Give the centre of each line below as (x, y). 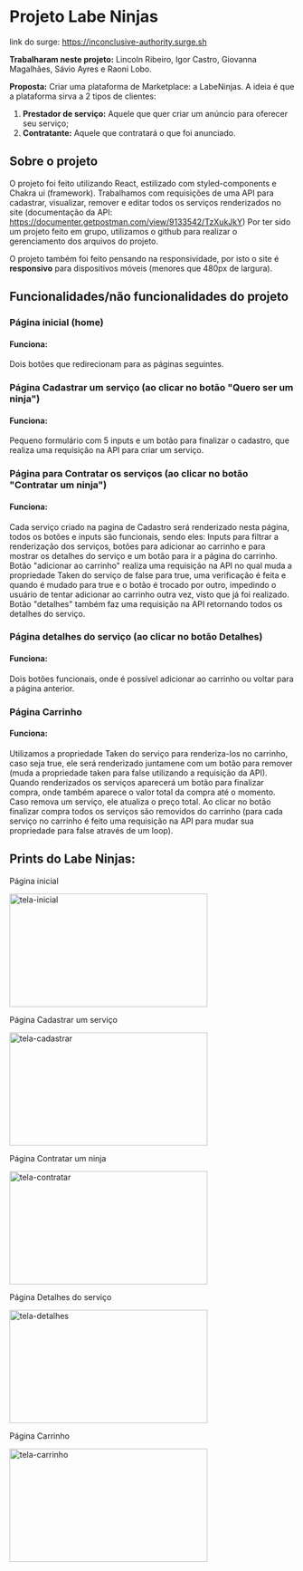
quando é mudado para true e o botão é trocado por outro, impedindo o (143, 584)
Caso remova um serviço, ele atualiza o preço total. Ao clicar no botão (140, 801)
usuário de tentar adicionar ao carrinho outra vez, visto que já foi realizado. (149, 594)
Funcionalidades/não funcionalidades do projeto (149, 297)
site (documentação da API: (61, 212)
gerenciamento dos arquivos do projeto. (84, 241)
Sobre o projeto (53, 162)
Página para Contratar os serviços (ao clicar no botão (129, 474)
